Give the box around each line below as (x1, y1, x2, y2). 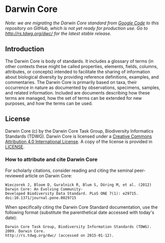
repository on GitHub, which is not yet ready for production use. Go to (5, 25, 148, 31)
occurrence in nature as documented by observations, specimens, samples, (5, 84, 161, 90)
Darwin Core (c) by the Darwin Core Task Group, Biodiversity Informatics (5, 128, 154, 134)
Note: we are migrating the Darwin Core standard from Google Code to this (5, 20, 159, 26)
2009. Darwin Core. (5, 229, 46, 234)
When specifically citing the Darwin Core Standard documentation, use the (5, 204, 158, 210)
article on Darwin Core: (24, 172, 72, 178)
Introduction (5, 45, 45, 53)
